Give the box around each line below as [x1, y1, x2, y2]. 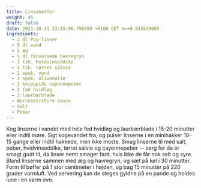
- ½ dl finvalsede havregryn [11, 53, 85, 59]
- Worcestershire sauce [11, 98, 71, 104]
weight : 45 [6, 14, 34, 20]
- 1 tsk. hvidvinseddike [11, 59, 74, 65]
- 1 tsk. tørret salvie [11, 64, 71, 71]
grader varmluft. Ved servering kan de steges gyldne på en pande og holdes [6, 170, 195, 177]
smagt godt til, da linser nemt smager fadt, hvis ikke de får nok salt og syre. [6, 151, 193, 158]
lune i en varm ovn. [6, 176, 54, 183]
